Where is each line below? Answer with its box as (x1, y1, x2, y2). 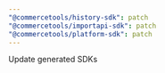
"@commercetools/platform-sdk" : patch (8, 29, 153, 38)
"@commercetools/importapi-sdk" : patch (8, 21, 157, 30)
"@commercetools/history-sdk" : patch (8, 12, 149, 22)
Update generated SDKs (8, 54, 98, 65)
